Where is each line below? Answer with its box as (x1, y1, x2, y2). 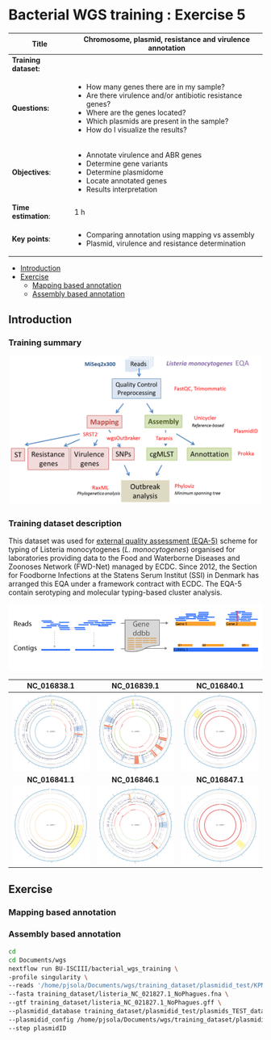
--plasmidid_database (8, 1008, 81, 1016)
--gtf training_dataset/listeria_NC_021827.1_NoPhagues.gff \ (8, 999, 222, 1007)
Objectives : (11, 167, 51, 177)
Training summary (8, 337, 82, 348)
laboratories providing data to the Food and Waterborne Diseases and (8, 554, 240, 563)
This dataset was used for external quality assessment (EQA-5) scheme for (8, 536, 258, 546)
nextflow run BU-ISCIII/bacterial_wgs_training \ (8, 964, 179, 973)
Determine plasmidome (85, 167, 164, 177)
